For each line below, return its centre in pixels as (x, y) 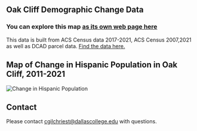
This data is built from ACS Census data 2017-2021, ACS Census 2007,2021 (99, 40)
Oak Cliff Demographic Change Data (75, 10)
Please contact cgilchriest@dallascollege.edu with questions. (81, 121)
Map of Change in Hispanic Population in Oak (92, 65)
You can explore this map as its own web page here (82, 27)
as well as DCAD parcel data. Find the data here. (66, 46)
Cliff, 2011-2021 (36, 74)
